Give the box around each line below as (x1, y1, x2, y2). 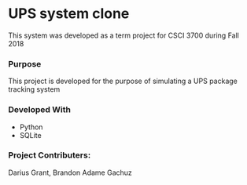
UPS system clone (8, 5, 130, 23)
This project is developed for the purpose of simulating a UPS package (8, 76, 238, 86)
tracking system (8, 85, 61, 94)
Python (19, 122, 43, 132)
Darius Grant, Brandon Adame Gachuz (8, 168, 132, 177)
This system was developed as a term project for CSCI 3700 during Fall (8, 31, 240, 40)
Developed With (8, 104, 71, 115)
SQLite (19, 130, 42, 140)
